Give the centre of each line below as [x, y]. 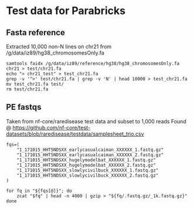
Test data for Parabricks [66, 11]
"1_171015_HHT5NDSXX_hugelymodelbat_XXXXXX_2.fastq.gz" [87, 165]
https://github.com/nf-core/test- [52, 127]
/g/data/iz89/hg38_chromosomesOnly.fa [55, 53]
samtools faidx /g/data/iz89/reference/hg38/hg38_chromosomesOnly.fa [93, 63]
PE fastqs [24, 107]
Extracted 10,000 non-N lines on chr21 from [59, 46]
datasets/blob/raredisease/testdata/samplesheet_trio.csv [75, 134]
